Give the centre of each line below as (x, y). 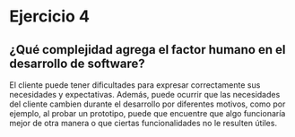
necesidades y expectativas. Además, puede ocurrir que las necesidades (145, 94)
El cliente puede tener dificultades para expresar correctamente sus (135, 85)
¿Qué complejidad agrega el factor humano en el (147, 50)
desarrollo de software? (77, 63)
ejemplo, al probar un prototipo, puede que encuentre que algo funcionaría (147, 113)
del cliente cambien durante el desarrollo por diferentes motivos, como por (147, 104)
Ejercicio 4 (49, 17)
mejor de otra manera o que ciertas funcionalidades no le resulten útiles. (143, 123)
